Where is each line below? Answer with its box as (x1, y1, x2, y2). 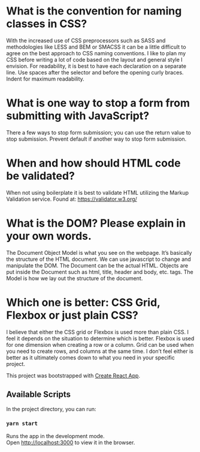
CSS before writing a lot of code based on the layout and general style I (6, 56, 183, 63)
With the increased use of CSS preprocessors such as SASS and (6, 37, 166, 44)
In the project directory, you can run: (6, 405, 96, 412)
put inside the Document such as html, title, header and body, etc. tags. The (6, 268, 193, 275)
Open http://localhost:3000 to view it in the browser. (6, 439, 135, 446)
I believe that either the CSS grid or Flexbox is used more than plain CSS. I (6, 328, 189, 335)
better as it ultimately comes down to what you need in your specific (6, 353, 175, 361)
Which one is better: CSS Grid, (6, 296, 160, 309)
